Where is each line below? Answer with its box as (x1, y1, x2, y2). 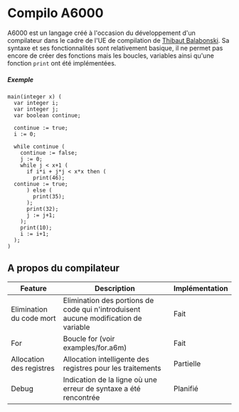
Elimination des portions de (63, 295, 154, 305)
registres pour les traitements (63, 363, 161, 373)
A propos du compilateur (7, 262, 119, 274)
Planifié (173, 383, 199, 393)
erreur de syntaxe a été (63, 383, 141, 393)
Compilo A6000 (7, 5, 104, 21)
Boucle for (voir (63, 334, 115, 344)
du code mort (11, 313, 56, 323)
